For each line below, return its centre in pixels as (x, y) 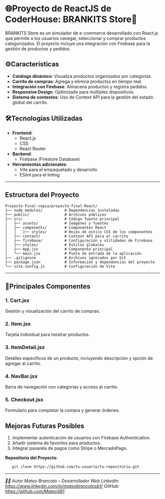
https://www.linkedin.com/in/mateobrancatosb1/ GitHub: (62, 486)
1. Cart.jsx (17, 300)
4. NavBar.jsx (21, 376)
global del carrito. (30, 102)
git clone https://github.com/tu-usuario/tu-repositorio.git (75, 467)
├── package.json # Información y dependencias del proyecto (80, 262)
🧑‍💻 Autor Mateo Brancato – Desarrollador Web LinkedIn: (62, 481)
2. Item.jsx (18, 323)
